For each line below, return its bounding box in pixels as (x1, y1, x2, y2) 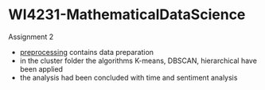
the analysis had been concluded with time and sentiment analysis (19, 72, 238, 82)
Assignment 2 (8, 32, 54, 41)
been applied (19, 64, 64, 73)
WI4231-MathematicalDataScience (8, 6, 246, 24)
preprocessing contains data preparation (19, 47, 154, 57)
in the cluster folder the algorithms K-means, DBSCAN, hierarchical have (19, 56, 257, 65)
